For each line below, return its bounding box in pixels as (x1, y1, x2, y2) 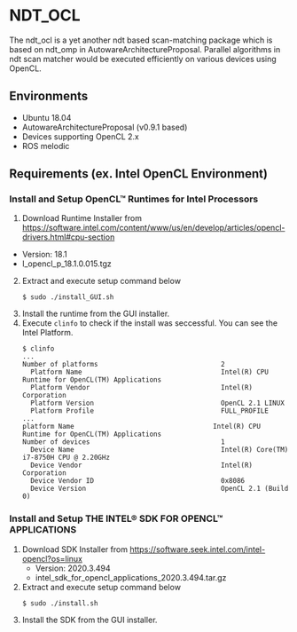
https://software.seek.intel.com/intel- (129, 543, 266, 555)
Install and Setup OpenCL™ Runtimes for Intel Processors (9, 193, 259, 205)
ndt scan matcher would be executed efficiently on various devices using (9, 53, 277, 64)
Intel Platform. (21, 328, 74, 338)
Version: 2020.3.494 (35, 563, 111, 573)
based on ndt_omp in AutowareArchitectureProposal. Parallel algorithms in (9, 43, 281, 54)
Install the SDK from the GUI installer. (21, 614, 158, 625)
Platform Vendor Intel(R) (30, 383, 254, 392)
